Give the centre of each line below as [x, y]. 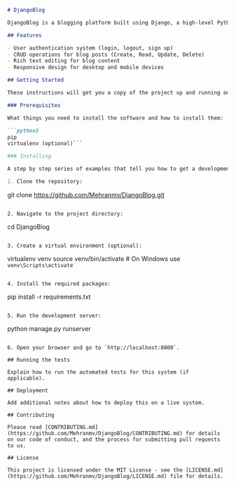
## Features [24, 35]
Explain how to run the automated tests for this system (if [98, 372]
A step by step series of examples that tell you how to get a [101, 169]
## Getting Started [36, 80]
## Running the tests [39, 360]
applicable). [26, 378]
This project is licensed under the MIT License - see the [95, 470]
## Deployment [28, 390]
